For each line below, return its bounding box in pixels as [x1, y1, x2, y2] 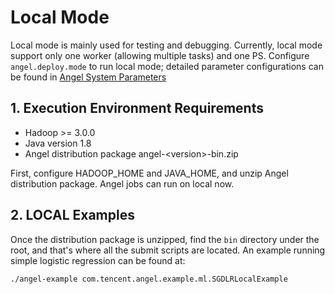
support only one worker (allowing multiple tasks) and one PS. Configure [10, 49, 310, 61]
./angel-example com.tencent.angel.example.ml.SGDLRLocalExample [10, 274, 288, 284]
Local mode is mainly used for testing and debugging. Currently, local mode [10, 39, 323, 51]
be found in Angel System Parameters [10, 71, 167, 83]
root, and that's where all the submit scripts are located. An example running [10, 244, 326, 256]
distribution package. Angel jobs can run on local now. [10, 177, 235, 190]
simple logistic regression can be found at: [10, 254, 186, 266]
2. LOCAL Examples [10, 207, 135, 224]
